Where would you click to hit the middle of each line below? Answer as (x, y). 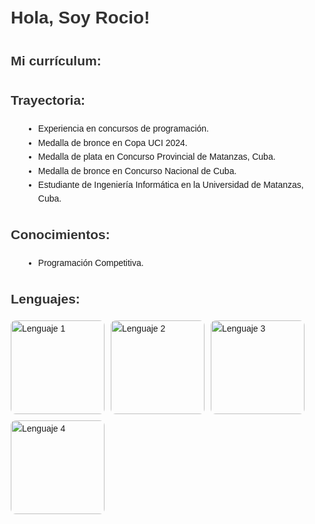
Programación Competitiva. (90, 263)
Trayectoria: (48, 100)
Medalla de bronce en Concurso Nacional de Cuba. (137, 170)
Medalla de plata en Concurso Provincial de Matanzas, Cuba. (156, 157)
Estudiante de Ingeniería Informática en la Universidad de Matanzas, (170, 184)
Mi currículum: (56, 61)
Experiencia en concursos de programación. (123, 129)
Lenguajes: (45, 298)
